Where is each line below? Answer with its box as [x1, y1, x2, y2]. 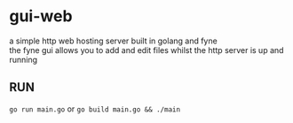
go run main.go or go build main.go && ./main [9, 104, 180, 114]
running [9, 54, 38, 65]
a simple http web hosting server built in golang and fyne [9, 35, 218, 46]
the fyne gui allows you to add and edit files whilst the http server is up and [9, 44, 284, 55]
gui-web [9, 6, 73, 27]
